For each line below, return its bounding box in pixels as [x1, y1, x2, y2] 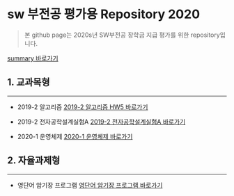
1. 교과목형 [7, 76, 50, 88]
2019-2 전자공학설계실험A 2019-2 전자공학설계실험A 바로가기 [17, 117, 186, 126]
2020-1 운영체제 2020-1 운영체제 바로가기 [17, 132, 133, 140]
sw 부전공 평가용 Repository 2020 [7, 6, 201, 22]
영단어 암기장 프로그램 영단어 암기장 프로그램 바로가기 [17, 181, 163, 189]
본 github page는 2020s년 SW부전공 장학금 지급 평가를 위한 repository [24, 31, 221, 39]
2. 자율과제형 [7, 154, 61, 167]
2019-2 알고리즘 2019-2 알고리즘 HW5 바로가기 [17, 102, 148, 111]
